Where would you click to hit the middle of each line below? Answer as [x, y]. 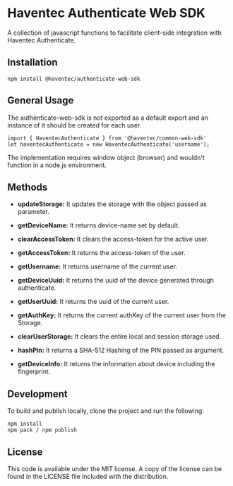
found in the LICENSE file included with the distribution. [88, 476]
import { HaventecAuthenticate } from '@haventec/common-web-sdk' [107, 138]
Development [38, 394]
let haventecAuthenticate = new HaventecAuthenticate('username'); [109, 144]
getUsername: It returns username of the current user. [97, 266]
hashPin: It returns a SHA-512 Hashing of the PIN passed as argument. [121, 350]
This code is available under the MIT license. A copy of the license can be [115, 469]
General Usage [41, 101]
